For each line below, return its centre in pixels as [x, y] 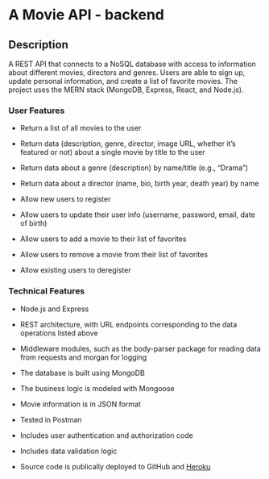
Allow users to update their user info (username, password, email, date [137, 215]
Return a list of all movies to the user [81, 128]
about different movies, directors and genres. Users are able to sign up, [127, 73]
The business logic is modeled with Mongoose [97, 388]
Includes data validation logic [68, 451]
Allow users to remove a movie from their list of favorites [114, 255]
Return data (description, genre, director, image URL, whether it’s [128, 144]
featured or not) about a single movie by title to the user [112, 152]
